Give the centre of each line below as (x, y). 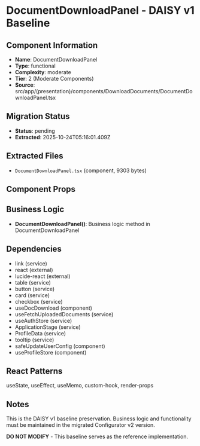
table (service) (33, 282)
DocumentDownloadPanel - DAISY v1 (100, 10)
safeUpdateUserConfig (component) (60, 346)
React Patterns (34, 371)
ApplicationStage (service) (48, 327)
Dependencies (34, 249)
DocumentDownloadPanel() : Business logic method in (83, 224)
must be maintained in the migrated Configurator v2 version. (81, 425)
